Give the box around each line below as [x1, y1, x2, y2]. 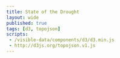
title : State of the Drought [6, 8, 80, 15]
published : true [6, 20, 47, 26]
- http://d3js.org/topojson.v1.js [8, 43, 96, 49]
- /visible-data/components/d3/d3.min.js [8, 37, 115, 43]
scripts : [6, 31, 28, 37]
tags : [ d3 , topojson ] [6, 25, 61, 32]
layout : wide [6, 14, 39, 21]
